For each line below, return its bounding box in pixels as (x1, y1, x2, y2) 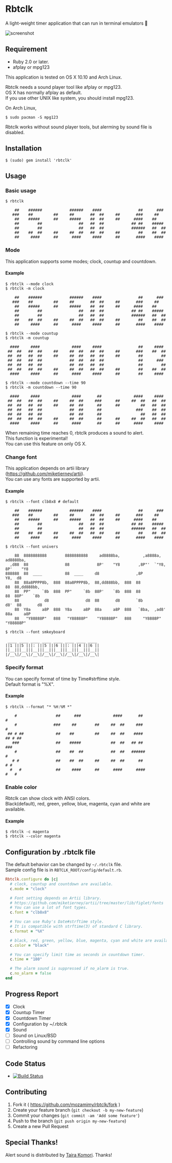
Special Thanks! (5, 1138, 58, 1147)
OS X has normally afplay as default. (5, 89, 82, 96)
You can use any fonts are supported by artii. (5, 476, 100, 482)
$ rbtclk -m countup (5, 335, 50, 341)
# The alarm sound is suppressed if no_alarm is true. (10, 966, 130, 971)
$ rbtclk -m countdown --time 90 (5, 385, 77, 390)
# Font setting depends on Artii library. (10, 895, 102, 901)
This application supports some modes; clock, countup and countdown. (5, 258, 157, 265)
